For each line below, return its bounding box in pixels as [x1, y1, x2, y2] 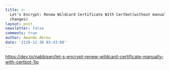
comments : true [5, 30, 37, 35]
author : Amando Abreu [5, 35, 51, 40]
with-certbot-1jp [5, 58, 39, 65]
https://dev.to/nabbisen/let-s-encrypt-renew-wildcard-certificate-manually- [5, 53, 164, 59]
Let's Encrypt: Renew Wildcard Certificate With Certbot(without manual [10, 12, 166, 17]
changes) [10, 16, 28, 21]
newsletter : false [5, 26, 44, 31]
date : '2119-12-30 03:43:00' [5, 40, 67, 45]
